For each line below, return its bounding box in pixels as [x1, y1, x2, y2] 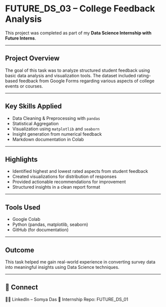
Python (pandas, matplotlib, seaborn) [12, 221, 88, 228]
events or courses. [5, 83, 43, 89]
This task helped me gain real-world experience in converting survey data [5, 259, 156, 265]
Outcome [5, 246, 35, 254]
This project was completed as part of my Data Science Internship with [5, 30, 152, 36]
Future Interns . [5, 35, 36, 41]
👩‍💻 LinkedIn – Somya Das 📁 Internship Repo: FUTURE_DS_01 [5, 296, 128, 302]
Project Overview [5, 54, 60, 62]
